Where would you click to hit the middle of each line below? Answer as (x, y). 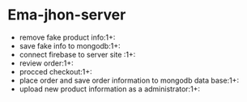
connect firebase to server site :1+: (77, 54)
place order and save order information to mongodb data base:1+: (129, 80)
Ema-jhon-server (67, 15)
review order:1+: (46, 63)
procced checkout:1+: (55, 71)
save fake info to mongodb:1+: (70, 45)
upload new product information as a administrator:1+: (109, 89)
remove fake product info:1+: (67, 37)
